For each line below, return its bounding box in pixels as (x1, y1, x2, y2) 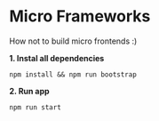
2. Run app (9, 85, 51, 96)
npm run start (9, 102, 62, 112)
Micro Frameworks (9, 6, 151, 27)
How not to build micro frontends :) (9, 36, 138, 46)
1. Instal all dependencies (9, 52, 105, 63)
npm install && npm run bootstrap (9, 69, 138, 79)
